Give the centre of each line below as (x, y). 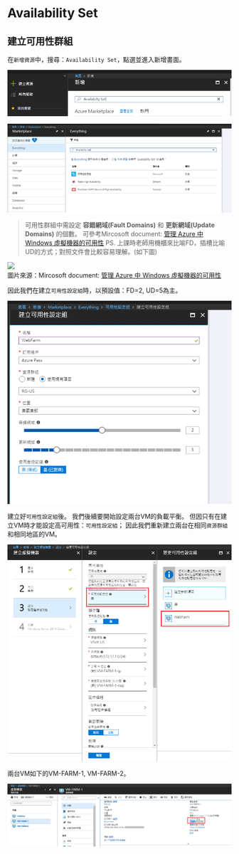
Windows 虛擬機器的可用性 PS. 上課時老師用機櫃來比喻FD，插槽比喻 (125, 243)
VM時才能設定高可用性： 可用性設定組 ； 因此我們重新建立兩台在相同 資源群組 (121, 525)
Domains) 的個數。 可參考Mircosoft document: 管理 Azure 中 (114, 233)
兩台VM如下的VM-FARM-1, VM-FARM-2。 (69, 774)
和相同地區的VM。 (34, 534)
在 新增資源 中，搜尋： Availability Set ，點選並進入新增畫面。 (97, 59)
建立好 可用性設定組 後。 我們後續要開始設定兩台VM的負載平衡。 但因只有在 (114, 517)
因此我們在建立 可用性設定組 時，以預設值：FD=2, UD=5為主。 (95, 290)
